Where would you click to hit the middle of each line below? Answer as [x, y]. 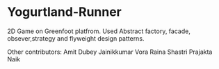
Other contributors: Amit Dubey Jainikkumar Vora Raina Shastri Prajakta [110, 52]
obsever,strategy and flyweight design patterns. [76, 38]
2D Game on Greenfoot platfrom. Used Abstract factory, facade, [99, 31]
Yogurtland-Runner [64, 12]
